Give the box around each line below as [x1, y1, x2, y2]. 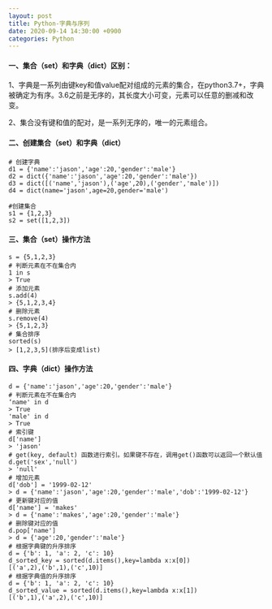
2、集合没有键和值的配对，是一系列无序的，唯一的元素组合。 [8, 118, 213, 127]
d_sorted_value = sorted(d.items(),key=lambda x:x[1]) [8, 586, 198, 595]
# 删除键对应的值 [8, 520, 58, 528]
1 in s [8, 269, 31, 277]
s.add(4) [8, 292, 38, 300]
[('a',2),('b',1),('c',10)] [8, 564, 104, 572]
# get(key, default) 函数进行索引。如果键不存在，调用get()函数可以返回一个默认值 [8, 451, 263, 460]
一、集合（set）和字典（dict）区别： [8, 60, 132, 70]
